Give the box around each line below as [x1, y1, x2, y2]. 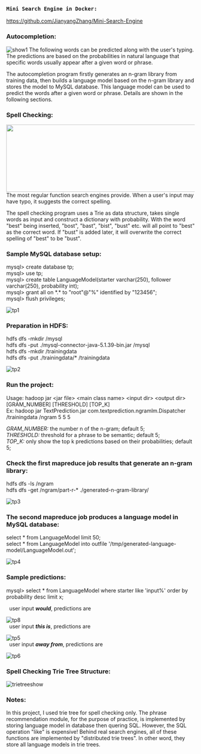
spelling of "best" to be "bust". [6, 234, 82, 242]
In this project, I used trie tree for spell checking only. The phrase [6, 709, 167, 716]
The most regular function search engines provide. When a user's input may [6, 191, 194, 199]
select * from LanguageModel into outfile [6, 541, 108, 548]
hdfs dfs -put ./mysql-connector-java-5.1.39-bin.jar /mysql [6, 341, 150, 349]
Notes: [6, 695, 26, 704]
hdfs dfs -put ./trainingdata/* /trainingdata [6, 354, 110, 361]
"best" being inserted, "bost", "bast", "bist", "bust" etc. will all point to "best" [6, 222, 195, 229]
